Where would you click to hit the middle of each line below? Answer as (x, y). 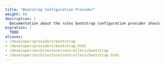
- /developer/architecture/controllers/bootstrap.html (62, 55)
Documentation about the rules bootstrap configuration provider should (85, 23)
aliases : (14, 37)
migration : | (18, 28)
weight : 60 (16, 14)
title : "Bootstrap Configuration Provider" (50, 10)
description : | (21, 19)
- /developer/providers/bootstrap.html (46, 46)
